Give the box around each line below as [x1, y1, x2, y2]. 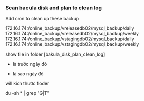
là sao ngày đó [12, 71, 44, 77]
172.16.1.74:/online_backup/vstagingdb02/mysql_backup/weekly [5, 41, 139, 47]
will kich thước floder [5, 80, 49, 87]
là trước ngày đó [12, 61, 47, 67]
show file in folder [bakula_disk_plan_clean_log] [5, 51, 105, 57]
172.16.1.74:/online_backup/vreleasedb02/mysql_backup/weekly [5, 31, 139, 37]
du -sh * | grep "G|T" [5, 90, 49, 96]
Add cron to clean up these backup [5, 16, 79, 22]
